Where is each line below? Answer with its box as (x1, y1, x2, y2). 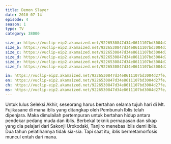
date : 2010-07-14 (5, 12, 42, 17)
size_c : (5, 49, 22, 55)
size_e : (5, 59, 22, 64)
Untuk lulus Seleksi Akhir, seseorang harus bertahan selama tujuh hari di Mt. (5, 101, 165, 107)
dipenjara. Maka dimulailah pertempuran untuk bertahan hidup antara (5, 112, 151, 118)
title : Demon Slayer (5, 7, 49, 13)
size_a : (5, 40, 22, 46)
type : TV (5, 26, 24, 32)
